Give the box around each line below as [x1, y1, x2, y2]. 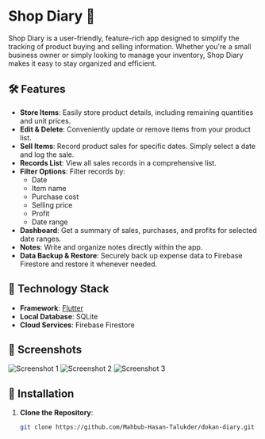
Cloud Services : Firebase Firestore [19, 320, 135, 330]
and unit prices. [19, 116, 71, 125]
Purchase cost [31, 192, 79, 201]
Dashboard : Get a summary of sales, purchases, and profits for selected [19, 225, 257, 235]
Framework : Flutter [19, 303, 84, 312]
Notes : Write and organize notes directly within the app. [19, 242, 203, 252]
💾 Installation [8, 387, 75, 400]
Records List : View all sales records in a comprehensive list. [19, 158, 217, 167]
